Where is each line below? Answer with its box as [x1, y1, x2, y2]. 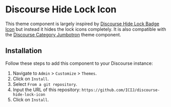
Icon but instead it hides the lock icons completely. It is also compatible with [5, 26, 166, 32]
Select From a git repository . [12, 81, 78, 87]
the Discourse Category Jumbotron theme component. [5, 31, 122, 38]
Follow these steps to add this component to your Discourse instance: [5, 60, 153, 66]
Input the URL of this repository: [12, 86, 81, 93]
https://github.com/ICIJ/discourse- [81, 87, 160, 93]
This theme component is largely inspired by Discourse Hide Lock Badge [5, 21, 160, 27]
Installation [5, 46, 42, 55]
